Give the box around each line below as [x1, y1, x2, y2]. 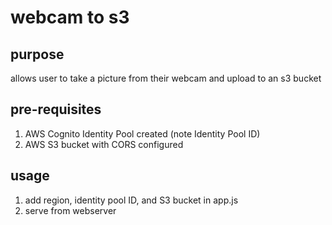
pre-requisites [10, 101, 102, 118]
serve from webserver [24, 204, 117, 216]
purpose [10, 46, 65, 63]
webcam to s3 [10, 6, 130, 29]
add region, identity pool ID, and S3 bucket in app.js [24, 194, 239, 206]
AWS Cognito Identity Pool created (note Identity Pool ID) [24, 127, 261, 140]
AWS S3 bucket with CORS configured [24, 138, 184, 150]
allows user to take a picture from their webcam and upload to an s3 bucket [10, 72, 322, 84]
